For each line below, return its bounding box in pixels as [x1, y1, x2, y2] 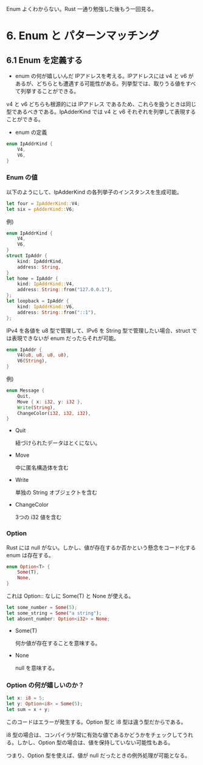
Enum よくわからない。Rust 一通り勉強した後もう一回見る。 [6, 5, 157, 12]
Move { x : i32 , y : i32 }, [17, 398, 83, 405]
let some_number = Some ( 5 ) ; [6, 605, 78, 611]
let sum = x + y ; [6, 706, 50, 713]
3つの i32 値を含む [15, 513, 62, 521]
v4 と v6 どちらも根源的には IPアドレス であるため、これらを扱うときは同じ [6, 100, 196, 108]
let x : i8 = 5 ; [6, 695, 45, 702]
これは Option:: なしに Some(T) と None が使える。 [6, 593, 134, 600]
